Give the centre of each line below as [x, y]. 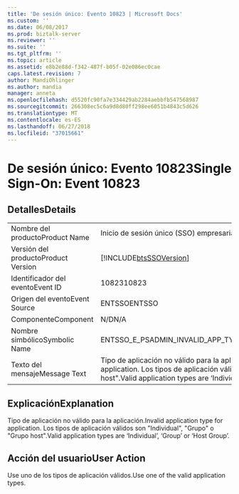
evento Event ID [36, 288]
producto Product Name [51, 238]
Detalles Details [42, 210]
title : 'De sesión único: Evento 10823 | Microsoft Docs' [95, 14]
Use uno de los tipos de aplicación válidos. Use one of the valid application [117, 475]
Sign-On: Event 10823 [74, 183]
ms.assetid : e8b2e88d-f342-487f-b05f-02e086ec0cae [84, 67]
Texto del [27, 365]
